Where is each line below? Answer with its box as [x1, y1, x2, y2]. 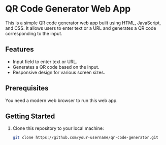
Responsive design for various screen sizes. [12, 69, 105, 75]
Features [5, 45, 34, 54]
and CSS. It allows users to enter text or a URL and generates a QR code [5, 25, 156, 31]
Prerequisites [5, 84, 49, 92]
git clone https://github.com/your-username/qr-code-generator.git [12, 135, 158, 140]
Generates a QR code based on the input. [12, 64, 99, 70]
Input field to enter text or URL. [12, 59, 78, 65]
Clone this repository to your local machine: [12, 125, 104, 131]
